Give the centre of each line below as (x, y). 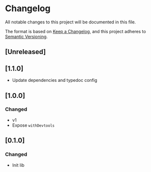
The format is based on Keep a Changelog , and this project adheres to (75, 31)
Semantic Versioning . (26, 37)
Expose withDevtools (33, 125)
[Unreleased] (26, 52)
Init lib (18, 165)
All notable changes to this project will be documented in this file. (71, 22)
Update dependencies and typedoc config (55, 80)
